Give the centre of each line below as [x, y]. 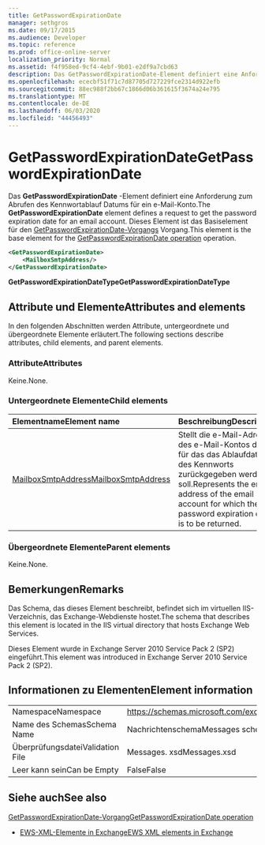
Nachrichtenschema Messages [183, 729]
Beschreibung [205, 421]
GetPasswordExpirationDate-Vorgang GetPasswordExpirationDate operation [131, 817]
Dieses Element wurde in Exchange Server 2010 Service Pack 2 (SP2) [121, 648]
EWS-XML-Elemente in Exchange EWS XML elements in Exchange [126, 832]
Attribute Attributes [45, 363]
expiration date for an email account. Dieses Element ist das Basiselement [128, 221]
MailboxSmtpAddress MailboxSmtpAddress [91, 479]
